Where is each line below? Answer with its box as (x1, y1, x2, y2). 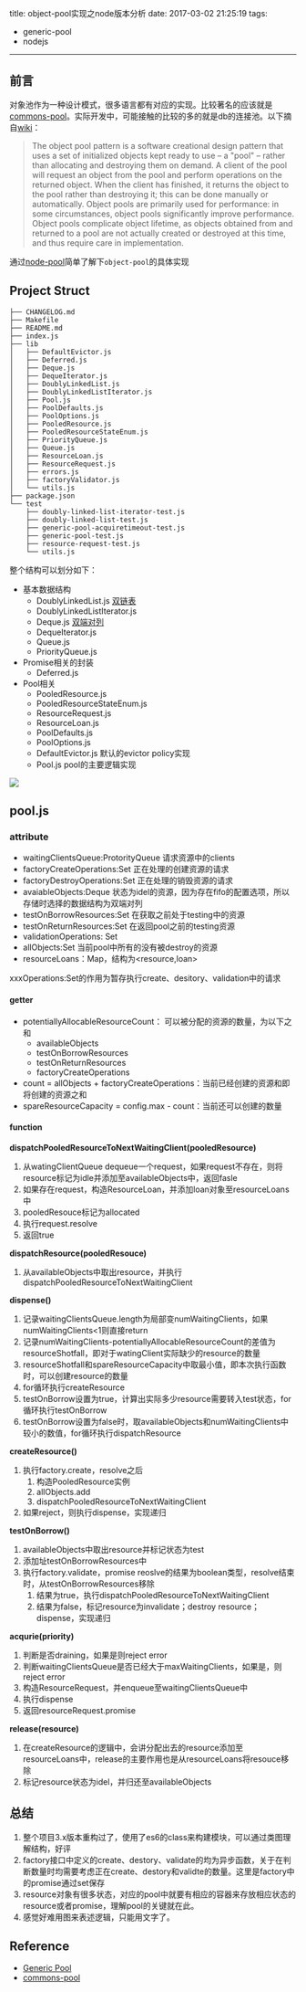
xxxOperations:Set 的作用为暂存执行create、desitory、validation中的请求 (9, 973, 281, 984)
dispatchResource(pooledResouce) (9, 1248, 148, 1259)
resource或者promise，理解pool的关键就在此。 (22, 1900, 199, 1911)
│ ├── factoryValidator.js (9, 475, 120, 484)
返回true (22, 1229, 55, 1240)
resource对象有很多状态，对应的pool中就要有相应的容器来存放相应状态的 (22, 1889, 297, 1900)
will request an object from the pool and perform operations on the (31, 169, 282, 180)
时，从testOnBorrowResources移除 (22, 1578, 155, 1589)
